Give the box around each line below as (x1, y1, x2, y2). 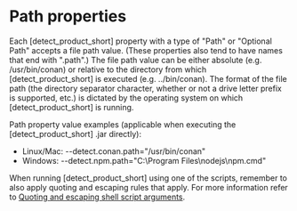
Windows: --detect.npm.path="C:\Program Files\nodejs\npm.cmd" (21, 155, 267, 166)
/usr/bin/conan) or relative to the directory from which (9, 64, 207, 75)
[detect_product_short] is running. (9, 101, 134, 112)
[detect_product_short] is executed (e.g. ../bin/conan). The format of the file (9, 73, 287, 84)
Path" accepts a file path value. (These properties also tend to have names (9, 45, 283, 55)
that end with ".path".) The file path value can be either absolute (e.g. (9, 54, 262, 65)
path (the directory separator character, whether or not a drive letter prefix (9, 83, 282, 93)
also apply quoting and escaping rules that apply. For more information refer (9, 182, 289, 192)
